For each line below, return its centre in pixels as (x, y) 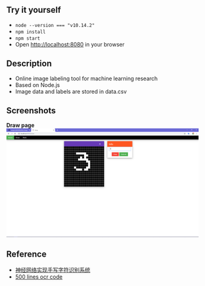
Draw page (20, 126)
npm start (28, 38)
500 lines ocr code (39, 277)
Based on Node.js (37, 85)
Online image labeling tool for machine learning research (86, 78)
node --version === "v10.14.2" (55, 25)
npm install (30, 32)
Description (29, 64)
